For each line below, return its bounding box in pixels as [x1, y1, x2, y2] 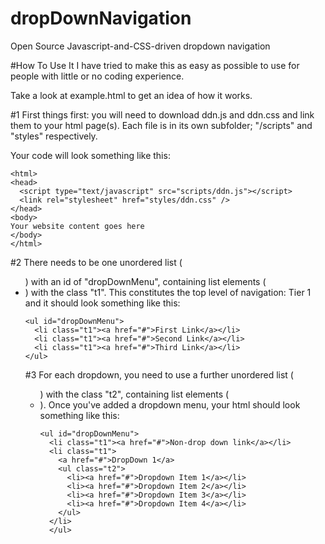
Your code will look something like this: [10, 149, 171, 161]
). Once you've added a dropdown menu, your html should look [39, 398, 301, 411]
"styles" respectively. [10, 130, 98, 142]
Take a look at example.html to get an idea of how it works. [10, 89, 253, 101]
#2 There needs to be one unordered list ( [10, 256, 183, 268]
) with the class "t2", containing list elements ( [39, 388, 230, 400]
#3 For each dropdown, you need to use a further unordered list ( [24, 368, 294, 381]
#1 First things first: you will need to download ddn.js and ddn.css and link [10, 108, 315, 121]
